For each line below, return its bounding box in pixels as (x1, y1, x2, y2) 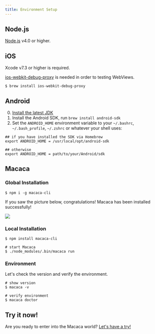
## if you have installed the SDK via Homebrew (5, 134, 103, 140)
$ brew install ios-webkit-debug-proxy (5, 83, 86, 89)
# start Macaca (5, 245, 36, 250)
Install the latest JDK (12, 110, 53, 116)
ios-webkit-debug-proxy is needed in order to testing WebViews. (5, 74, 135, 80)
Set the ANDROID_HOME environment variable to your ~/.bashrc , (12, 120, 134, 126)
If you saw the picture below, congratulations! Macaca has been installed (5, 199, 151, 204)
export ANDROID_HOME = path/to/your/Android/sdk (5, 151, 105, 157)
